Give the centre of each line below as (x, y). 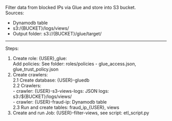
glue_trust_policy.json (36, 69)
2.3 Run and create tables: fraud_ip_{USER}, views (66, 107)
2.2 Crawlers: (27, 86)
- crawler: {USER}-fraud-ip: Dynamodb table (60, 102)
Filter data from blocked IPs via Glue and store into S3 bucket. (71, 7)
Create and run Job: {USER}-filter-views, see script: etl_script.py (81, 113)
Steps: (12, 48)
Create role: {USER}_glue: (40, 58)
